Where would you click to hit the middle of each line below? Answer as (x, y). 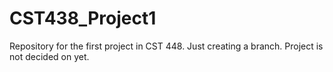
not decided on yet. (49, 56)
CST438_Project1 (83, 18)
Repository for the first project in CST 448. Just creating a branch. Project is (166, 46)
